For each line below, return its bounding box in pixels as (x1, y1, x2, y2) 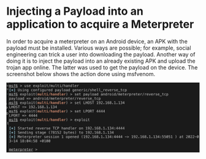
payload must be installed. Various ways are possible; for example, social (6, 44, 191, 52)
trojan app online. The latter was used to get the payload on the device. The (6, 63, 198, 71)
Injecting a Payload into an (6, 4, 144, 18)
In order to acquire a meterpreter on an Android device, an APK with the (6, 37, 188, 45)
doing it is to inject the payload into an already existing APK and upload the (6, 57, 196, 64)
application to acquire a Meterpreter (6, 17, 194, 31)
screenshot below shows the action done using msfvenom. (6, 70, 155, 77)
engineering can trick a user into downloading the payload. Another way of (6, 50, 196, 58)
